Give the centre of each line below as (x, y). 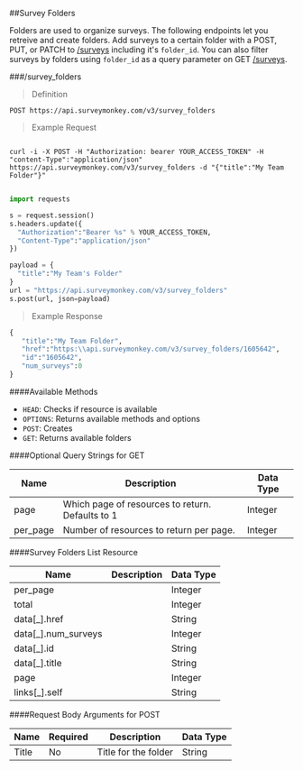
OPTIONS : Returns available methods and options (111, 418)
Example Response (67, 316)
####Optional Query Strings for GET (77, 455)
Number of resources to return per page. (149, 529)
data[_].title (38, 663)
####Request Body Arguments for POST (85, 714)
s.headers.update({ (46, 224)
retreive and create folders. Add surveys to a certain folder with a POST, (143, 40)
